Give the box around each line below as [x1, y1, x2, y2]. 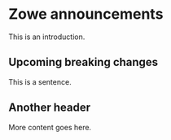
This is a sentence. [8, 77, 72, 86]
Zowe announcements [8, 5, 164, 24]
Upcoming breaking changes [8, 55, 159, 69]
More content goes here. [8, 122, 92, 132]
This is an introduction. [8, 32, 85, 42]
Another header [8, 101, 91, 115]
